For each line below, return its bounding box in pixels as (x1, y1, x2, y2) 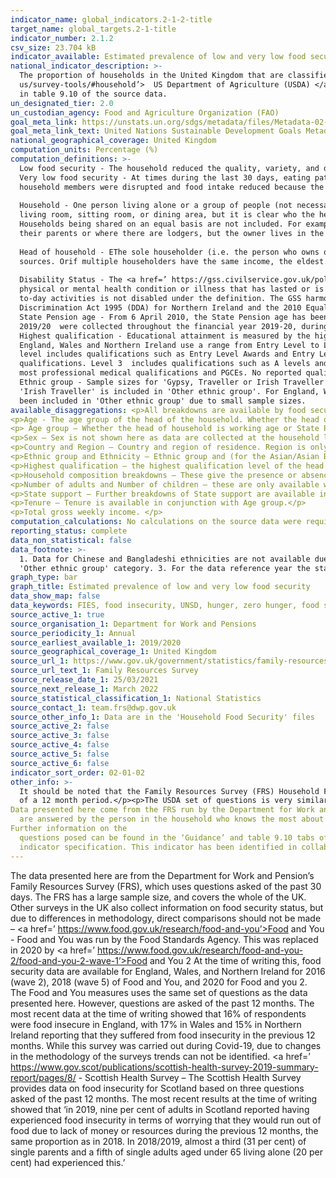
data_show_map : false (10, 591, 101, 601)
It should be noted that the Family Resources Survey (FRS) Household (19, 786, 320, 796)
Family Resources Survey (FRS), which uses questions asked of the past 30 (10, 880, 322, 892)
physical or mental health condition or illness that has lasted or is (19, 284, 325, 295)
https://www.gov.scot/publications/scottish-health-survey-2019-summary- (10, 1061, 319, 1073)
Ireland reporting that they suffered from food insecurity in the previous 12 (10, 1029, 316, 1041)
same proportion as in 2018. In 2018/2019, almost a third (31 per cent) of (10, 1135, 307, 1147)
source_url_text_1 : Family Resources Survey (10, 666, 199, 676)
